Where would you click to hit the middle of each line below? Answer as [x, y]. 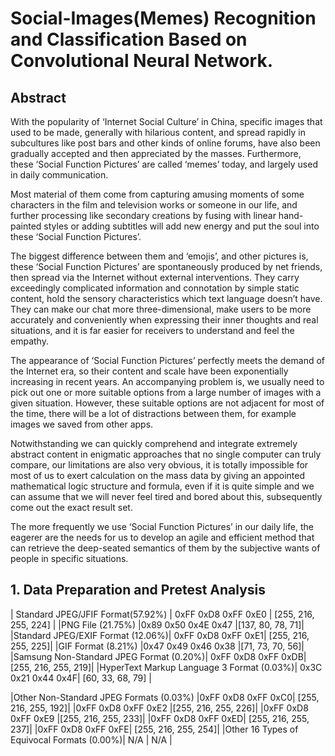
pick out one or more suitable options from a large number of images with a [166, 392]
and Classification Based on [129, 39]
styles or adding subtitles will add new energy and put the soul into [181, 226]
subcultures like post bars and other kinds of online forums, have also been [165, 143]
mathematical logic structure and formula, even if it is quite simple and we [162, 486]
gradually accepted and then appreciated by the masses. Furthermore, [156, 153]
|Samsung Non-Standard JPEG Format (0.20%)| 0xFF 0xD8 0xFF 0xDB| [158, 656]
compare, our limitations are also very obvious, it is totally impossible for [159, 465]
